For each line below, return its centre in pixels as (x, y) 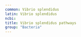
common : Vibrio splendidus (32, 9)
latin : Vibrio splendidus (31, 14)
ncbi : (10, 18)
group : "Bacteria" (23, 27)
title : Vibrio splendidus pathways (41, 23)
